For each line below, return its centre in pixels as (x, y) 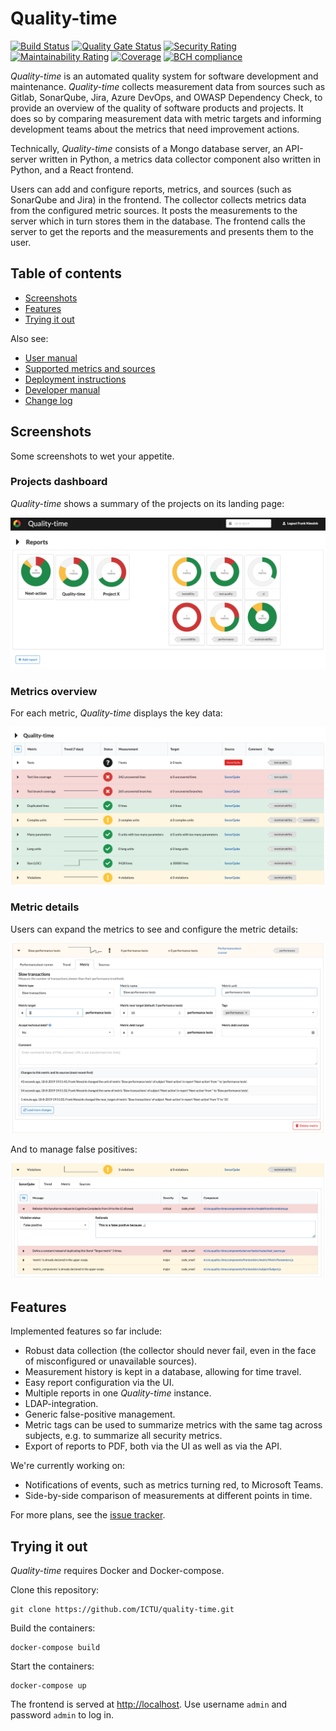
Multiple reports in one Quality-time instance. (118, 1393)
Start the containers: (52, 1666)
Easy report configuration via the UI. (99, 1383)
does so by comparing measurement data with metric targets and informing (166, 118)
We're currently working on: (68, 1466)
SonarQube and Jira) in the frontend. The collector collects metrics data (158, 199)
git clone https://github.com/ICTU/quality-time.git (122, 1609)
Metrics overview (54, 691)
